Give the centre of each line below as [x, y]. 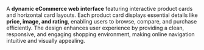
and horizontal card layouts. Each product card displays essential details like [102, 15]
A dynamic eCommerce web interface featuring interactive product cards [100, 9]
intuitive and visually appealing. [46, 41]
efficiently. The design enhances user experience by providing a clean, [95, 28]
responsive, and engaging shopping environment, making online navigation [100, 34]
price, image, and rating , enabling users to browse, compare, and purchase [102, 21]
